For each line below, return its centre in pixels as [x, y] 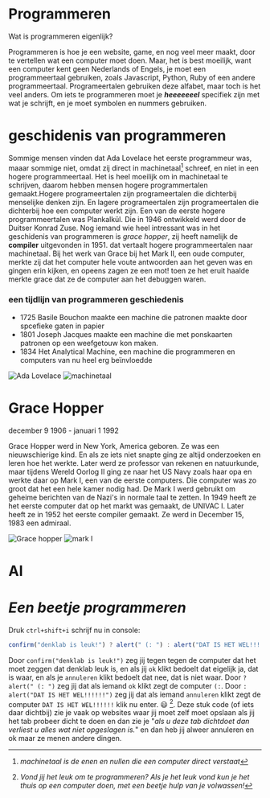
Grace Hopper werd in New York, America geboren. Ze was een [114, 446]
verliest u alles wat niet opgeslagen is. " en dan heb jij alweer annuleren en [131, 730]
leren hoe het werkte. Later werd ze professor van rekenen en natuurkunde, [134, 463]
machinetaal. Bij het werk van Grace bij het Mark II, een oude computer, [127, 253]
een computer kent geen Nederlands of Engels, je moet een [107, 68]
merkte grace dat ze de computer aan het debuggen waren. [107, 279]
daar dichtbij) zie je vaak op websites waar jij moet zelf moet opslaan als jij [131, 713]
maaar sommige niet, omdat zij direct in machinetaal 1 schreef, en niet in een [134, 167]
